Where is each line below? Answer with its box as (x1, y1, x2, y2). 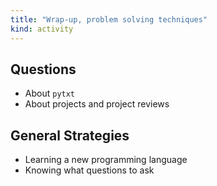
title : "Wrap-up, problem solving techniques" (10, 14, 208, 25)
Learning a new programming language (24, 154, 188, 166)
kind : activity (10, 24, 74, 34)
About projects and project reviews (24, 98, 170, 110)
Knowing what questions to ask (24, 164, 155, 176)
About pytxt (24, 87, 76, 100)
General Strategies (10, 127, 130, 144)
